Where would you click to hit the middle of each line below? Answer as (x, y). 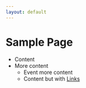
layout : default (26, 12)
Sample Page (39, 42)
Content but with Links (51, 79)
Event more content (48, 72)
